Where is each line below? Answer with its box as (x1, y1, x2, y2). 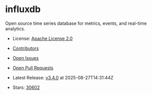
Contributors (12, 45, 39, 51)
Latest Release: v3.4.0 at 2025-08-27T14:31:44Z (12, 74, 114, 80)
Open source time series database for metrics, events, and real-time (5, 20, 147, 26)
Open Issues (12, 55, 39, 61)
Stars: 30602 (12, 84, 40, 90)
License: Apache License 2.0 (12, 35, 73, 41)
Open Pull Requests (12, 65, 54, 71)
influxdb (5, 4, 41, 15)
